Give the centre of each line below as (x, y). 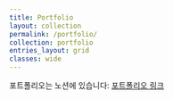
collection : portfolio (51, 42)
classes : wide (36, 59)
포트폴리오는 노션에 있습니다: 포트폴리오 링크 (87, 85)
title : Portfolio (41, 17)
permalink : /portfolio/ (54, 34)
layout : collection (45, 26)
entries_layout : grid (49, 51)
